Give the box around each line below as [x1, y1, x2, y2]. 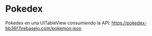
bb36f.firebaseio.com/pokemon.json [5, 25, 82, 31]
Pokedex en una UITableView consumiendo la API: [5, 20, 111, 26]
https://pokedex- [111, 20, 147, 26]
